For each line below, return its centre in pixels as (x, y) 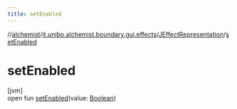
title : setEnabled (35, 14)
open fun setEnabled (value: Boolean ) (62, 98)
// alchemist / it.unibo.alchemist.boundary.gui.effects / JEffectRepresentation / (117, 34)
